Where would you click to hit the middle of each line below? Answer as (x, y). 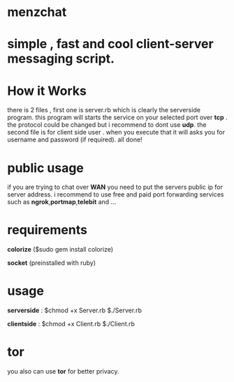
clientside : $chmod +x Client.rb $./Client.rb (71, 324)
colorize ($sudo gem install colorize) (60, 250)
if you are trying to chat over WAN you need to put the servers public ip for (115, 187)
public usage (45, 168)
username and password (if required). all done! (75, 139)
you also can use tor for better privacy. (63, 372)
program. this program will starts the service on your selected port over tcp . (117, 117)
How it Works (47, 91)
